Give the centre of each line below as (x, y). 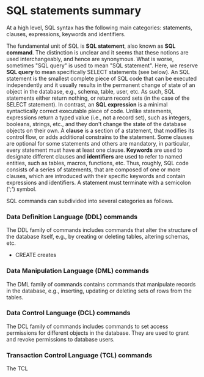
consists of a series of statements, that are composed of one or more (93, 170)
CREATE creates (36, 255)
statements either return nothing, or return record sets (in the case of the (98, 98)
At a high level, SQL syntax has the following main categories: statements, (99, 28)
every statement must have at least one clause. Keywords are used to (94, 150)
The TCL (17, 368)
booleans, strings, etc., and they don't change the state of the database (97, 124)
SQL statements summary (74, 11)
